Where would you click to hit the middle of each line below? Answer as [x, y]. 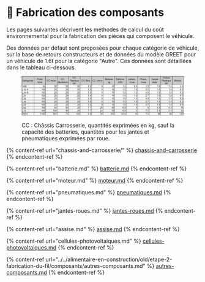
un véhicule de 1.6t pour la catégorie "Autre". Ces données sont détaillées [99, 61]
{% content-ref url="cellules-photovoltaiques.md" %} [74, 241]
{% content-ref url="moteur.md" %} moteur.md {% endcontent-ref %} [95, 180]
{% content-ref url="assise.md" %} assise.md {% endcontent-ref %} [93, 229]
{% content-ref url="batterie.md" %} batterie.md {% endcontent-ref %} [97, 169]
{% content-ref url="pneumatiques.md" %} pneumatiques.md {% [89, 192]
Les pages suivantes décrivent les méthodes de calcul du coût [85, 29]
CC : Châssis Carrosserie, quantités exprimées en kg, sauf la [98, 125]
